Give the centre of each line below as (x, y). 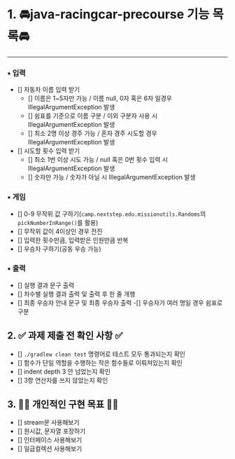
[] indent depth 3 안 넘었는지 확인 (64, 371)
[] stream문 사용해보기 (48, 423)
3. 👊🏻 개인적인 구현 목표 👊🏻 (63, 405)
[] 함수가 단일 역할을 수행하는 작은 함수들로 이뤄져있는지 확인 (100, 362)
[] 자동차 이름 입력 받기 (49, 90)
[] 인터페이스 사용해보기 (50, 440)
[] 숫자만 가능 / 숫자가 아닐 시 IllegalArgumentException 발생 (112, 177)
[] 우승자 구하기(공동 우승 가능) (59, 249)
